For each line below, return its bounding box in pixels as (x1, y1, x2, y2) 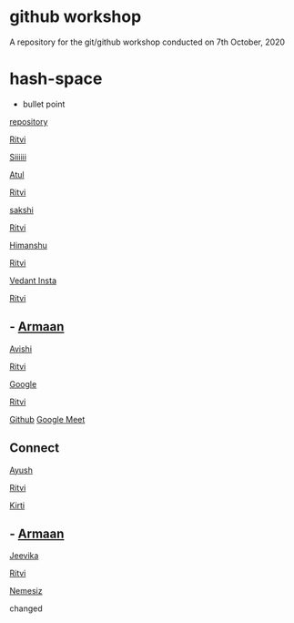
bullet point (22, 98, 66, 109)
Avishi (9, 343, 33, 354)
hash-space (9, 68, 103, 89)
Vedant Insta (9, 275, 57, 286)
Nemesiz (9, 586, 43, 597)
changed (9, 603, 43, 614)
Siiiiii (9, 151, 27, 162)
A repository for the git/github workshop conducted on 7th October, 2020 (9, 36, 285, 47)
